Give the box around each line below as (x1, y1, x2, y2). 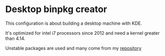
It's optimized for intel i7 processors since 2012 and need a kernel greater (5, 30, 160, 36)
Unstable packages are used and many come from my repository (5, 45, 142, 51)
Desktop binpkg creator (5, 4, 107, 15)
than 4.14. (5, 35, 25, 41)
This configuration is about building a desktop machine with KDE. (5, 20, 143, 26)
